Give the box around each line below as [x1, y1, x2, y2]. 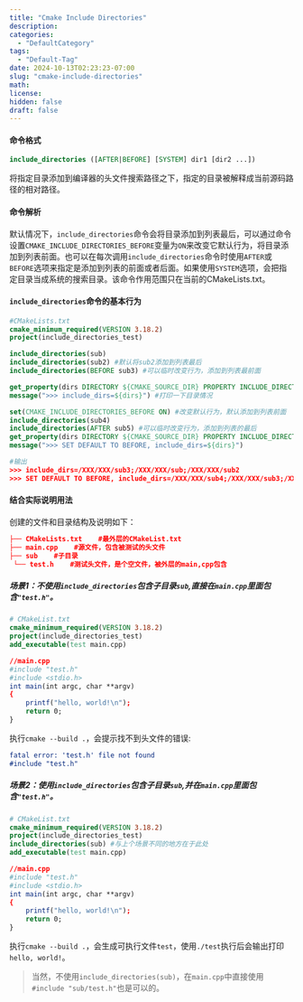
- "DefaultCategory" [17, 38, 95, 48]
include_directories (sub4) [9, 416, 111, 425]
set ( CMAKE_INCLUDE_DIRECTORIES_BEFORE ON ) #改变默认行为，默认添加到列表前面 [9, 407, 287, 417]
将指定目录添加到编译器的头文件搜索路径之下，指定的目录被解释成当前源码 [9, 173, 286, 183]
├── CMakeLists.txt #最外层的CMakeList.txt [9, 534, 182, 543]
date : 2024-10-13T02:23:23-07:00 [9, 64, 135, 73]
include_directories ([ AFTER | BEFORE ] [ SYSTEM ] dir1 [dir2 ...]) [9, 155, 256, 164]
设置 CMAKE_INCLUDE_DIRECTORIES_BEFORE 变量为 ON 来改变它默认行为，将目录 [9, 239, 281, 250]
